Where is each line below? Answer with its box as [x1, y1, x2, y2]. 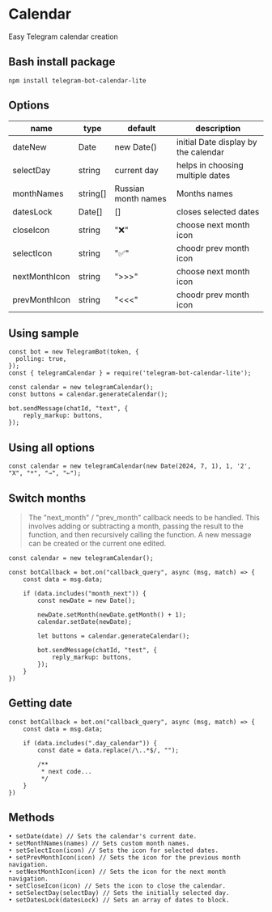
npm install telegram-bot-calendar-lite [8, 76, 147, 85]
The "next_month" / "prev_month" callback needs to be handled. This [28, 513, 261, 522]
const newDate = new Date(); [37, 596, 136, 604]
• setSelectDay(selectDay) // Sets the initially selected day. [8, 889, 230, 897]
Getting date [8, 697, 73, 711]
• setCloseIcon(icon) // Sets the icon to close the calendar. [8, 881, 227, 890]
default [127, 122, 156, 134]
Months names [176, 188, 233, 199]
